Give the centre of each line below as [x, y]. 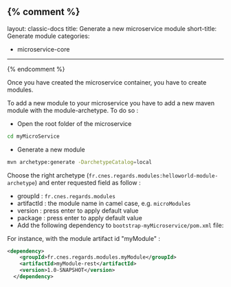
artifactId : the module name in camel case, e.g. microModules [104, 203]
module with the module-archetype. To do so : [73, 110]
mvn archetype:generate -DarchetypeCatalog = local [80, 162]
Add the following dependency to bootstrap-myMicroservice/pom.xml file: [120, 225]
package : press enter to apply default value [79, 217]
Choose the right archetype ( [48, 175]
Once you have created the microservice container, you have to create [107, 82]
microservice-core [43, 49]
